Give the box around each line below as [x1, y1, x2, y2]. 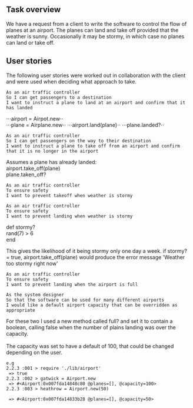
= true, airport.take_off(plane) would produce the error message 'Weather [6, 253, 185, 260]
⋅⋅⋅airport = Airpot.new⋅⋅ [6, 115, 64, 122]
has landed [6, 105, 33, 111]
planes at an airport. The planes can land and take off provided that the [6, 26, 179, 34]
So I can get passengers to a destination [6, 94, 112, 101]
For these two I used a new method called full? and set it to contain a [6, 317, 173, 325]
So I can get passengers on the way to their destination [6, 138, 151, 143]
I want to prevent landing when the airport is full [6, 282, 138, 287]
